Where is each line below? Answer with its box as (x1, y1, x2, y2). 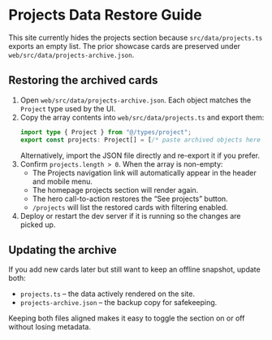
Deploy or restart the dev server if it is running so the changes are (19, 211, 241, 220)
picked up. (19, 220, 56, 229)
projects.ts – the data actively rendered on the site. (19, 289, 196, 299)
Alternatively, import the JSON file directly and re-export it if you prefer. (19, 150, 261, 160)
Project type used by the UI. (19, 103, 116, 113)
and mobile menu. (32, 177, 93, 186)
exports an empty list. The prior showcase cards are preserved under (8, 41, 241, 50)
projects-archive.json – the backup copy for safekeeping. (19, 298, 218, 307)
